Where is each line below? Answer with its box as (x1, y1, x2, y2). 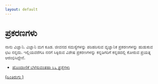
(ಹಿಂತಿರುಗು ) (5, 74, 24, 80)
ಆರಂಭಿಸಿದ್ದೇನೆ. (5, 55, 26, 60)
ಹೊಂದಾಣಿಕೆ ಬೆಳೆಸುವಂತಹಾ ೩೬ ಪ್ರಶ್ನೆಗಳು (12, 64, 70, 70)
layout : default (5, 7, 38, 12)
